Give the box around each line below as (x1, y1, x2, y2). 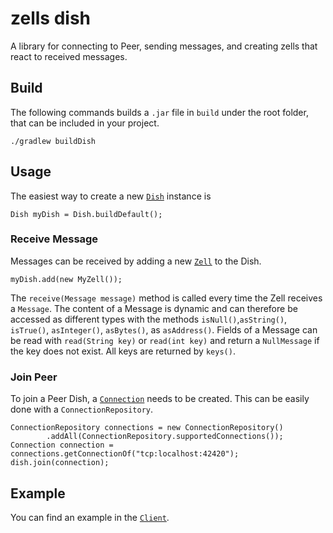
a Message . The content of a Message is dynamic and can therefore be (10, 302, 298, 314)
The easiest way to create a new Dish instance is (10, 190, 212, 202)
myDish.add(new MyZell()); (10, 274, 123, 284)
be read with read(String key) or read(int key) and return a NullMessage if (10, 334, 320, 346)
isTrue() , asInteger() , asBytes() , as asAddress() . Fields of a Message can (10, 323, 318, 336)
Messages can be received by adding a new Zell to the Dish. (10, 255, 262, 267)
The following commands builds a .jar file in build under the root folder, (10, 106, 309, 118)
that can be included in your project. (10, 117, 160, 129)
